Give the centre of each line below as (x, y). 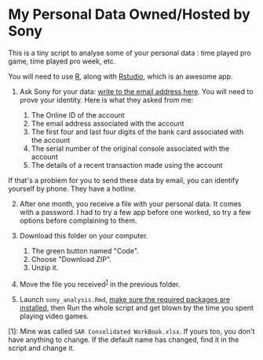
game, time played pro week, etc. (62, 61)
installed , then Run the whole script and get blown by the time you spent (136, 307)
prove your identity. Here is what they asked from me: (106, 100)
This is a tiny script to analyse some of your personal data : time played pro (130, 53)
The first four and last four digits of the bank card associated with (137, 132)
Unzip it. (45, 267)
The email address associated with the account (108, 123)
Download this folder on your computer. (84, 235)
